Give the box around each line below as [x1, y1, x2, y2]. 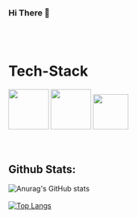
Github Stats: [8, 162, 77, 176]
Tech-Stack [8, 62, 89, 80]
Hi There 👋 [8, 7, 50, 19]
